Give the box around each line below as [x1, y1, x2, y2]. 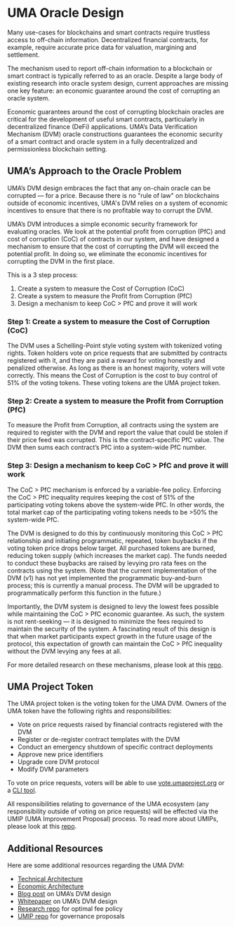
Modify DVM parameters [17, 765, 89, 773]
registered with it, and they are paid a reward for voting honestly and [7, 356, 206, 365]
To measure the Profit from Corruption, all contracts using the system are [7, 421, 219, 429]
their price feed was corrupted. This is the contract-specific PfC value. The [7, 436, 224, 444]
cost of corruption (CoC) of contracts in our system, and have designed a [7, 234, 220, 243]
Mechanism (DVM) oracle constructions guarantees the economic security [7, 130, 223, 138]
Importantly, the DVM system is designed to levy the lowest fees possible [7, 602, 219, 611]
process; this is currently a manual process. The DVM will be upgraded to [7, 581, 220, 589]
